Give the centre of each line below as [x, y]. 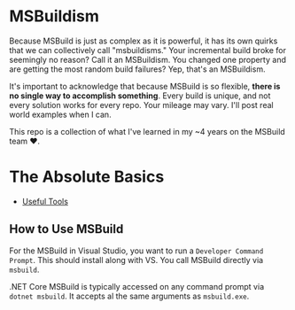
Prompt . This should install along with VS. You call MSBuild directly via [136, 260]
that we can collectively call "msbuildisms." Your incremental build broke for [147, 50]
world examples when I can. [61, 114]
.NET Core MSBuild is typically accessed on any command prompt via [136, 286]
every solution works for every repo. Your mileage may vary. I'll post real [141, 105]
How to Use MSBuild [66, 229]
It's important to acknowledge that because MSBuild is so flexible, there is [145, 86]
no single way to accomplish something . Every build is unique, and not [140, 96]
